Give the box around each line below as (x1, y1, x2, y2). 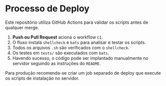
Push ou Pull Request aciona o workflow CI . (12, 34, 103, 40)
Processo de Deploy (5, 3, 89, 14)
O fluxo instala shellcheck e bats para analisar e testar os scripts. (12, 39, 146, 45)
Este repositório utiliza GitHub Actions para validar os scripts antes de (5, 19, 148, 25)
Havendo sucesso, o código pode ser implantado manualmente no (12, 55, 149, 61)
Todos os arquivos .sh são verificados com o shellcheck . (12, 44, 130, 50)
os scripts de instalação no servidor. (5, 75, 80, 81)
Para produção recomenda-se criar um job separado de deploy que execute (5, 70, 161, 76)
